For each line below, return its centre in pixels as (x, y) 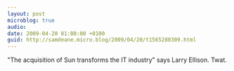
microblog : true (31, 20)
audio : (17, 27)
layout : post (26, 14)
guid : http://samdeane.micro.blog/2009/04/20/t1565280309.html (102, 40)
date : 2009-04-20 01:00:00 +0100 (56, 33)
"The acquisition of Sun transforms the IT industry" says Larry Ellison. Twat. (117, 60)
